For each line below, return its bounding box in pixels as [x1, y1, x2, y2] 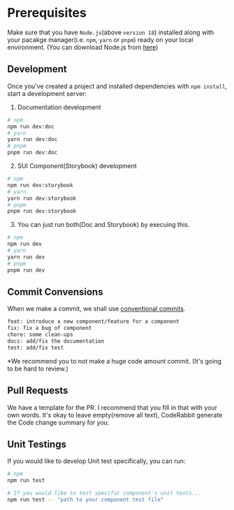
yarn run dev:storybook [7, 195, 77, 202]
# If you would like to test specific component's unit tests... [7, 490, 201, 497]
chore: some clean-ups [7, 331, 73, 338]
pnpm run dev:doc [7, 149, 58, 156]
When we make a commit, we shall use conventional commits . [7, 305, 186, 313]
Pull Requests [7, 385, 68, 397]
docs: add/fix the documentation [7, 338, 105, 345]
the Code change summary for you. [7, 418, 110, 427]
